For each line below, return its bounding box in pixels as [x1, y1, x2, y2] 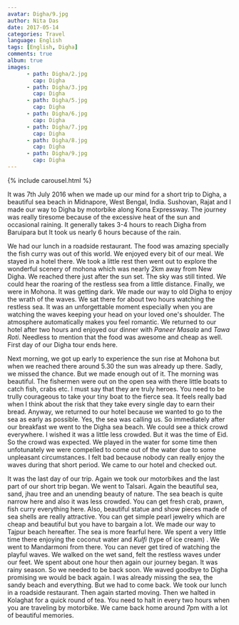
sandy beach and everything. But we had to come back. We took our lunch [7, 580, 227, 589]
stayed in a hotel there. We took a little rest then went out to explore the [7, 256, 218, 265]
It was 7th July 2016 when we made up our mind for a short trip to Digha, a [7, 190, 227, 199]
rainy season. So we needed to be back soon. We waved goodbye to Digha [7, 565, 228, 574]
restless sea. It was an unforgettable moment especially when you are [7, 302, 213, 311]
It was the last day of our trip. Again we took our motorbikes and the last [7, 474, 220, 483]
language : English [7, 37, 62, 44]
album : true [7, 57, 43, 64]
